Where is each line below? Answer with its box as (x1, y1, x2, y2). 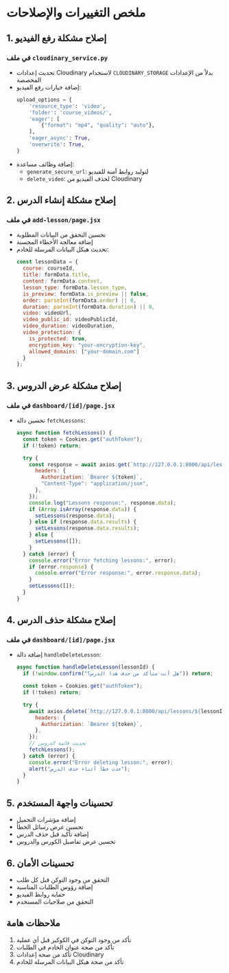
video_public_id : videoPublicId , (23, 316, 119, 323)
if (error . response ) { (29, 563, 94, 570)
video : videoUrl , (23, 309, 73, 317)
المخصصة (16, 76, 42, 84)
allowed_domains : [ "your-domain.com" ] (29, 348, 140, 355)
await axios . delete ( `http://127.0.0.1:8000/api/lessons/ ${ (29, 708, 202, 714)
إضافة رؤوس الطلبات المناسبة (16, 882, 93, 891)
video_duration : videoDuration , (23, 322, 115, 329)
